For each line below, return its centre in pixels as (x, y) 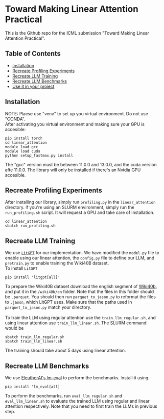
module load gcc (22, 147)
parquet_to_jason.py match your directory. (48, 307)
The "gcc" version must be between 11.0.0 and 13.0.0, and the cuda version (81, 164)
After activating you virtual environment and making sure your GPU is (75, 124)
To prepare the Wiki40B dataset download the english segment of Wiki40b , (81, 287)
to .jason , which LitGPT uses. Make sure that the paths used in (69, 302)
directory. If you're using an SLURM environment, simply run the (70, 208)
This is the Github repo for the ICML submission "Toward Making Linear (77, 33)
